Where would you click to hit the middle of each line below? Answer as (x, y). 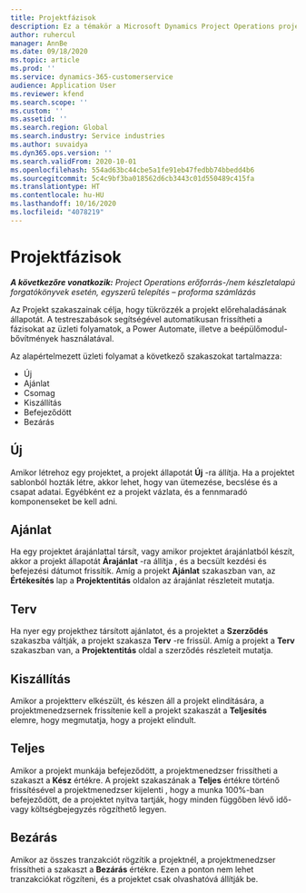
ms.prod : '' (33, 69)
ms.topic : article (45, 60)
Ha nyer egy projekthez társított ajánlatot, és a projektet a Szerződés (139, 631)
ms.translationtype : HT (55, 187)
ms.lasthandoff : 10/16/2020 (64, 204)
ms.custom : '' (37, 111)
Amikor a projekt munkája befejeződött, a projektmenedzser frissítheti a (144, 770)
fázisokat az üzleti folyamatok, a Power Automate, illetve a (119, 329)
